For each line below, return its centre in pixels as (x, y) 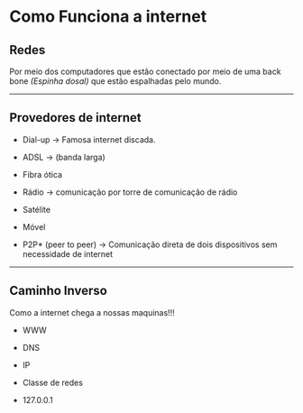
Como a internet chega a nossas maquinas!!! (92, 312)
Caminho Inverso (59, 291)
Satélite (37, 209)
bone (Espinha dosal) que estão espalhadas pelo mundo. (115, 81)
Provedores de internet (75, 118)
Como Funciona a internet (108, 17)
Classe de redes (53, 382)
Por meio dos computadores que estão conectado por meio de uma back (145, 71)
